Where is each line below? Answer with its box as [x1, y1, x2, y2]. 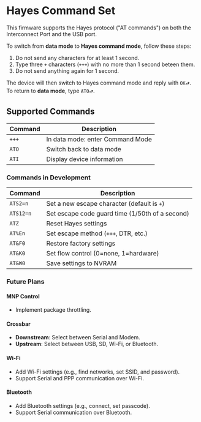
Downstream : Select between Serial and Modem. [15, 334, 140, 341]
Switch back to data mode [46, 145, 121, 153]
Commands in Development [6, 173, 91, 181]
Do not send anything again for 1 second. [15, 67, 119, 74]
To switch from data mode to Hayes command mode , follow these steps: [6, 42, 192, 50]
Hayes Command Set [6, 4, 116, 18]
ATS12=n [9, 210, 32, 217]
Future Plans [6, 277, 45, 285]
